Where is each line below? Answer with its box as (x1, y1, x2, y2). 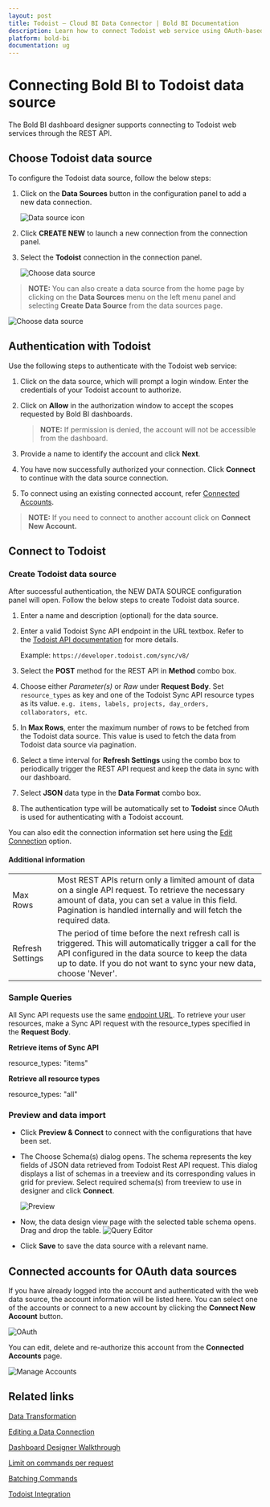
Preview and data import (8, 1109, 106, 1120)
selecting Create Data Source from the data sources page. (27, 301, 223, 310)
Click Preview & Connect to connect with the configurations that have (19, 1128, 252, 1137)
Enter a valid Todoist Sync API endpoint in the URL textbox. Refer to (19, 626, 243, 636)
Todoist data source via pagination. (19, 740, 137, 750)
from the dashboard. (39, 433, 108, 443)
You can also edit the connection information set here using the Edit (8, 828, 233, 837)
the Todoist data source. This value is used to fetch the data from (19, 731, 237, 741)
